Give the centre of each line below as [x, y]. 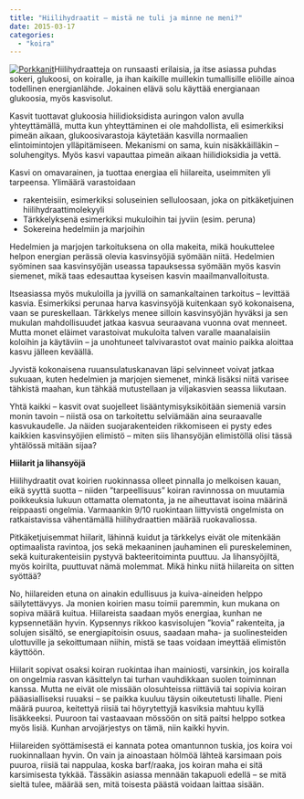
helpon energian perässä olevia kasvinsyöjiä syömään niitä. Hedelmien [142, 257]
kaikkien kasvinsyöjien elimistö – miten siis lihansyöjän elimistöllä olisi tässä [151, 436]
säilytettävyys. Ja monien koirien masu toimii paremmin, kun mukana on [145, 604]
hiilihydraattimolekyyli [63, 210]
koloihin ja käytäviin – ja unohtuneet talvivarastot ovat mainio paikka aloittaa [152, 342]
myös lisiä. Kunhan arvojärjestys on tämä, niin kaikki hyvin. [120, 728]
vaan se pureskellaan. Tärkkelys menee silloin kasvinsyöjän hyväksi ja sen [149, 313]
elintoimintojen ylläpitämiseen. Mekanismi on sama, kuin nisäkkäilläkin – [144, 145]
